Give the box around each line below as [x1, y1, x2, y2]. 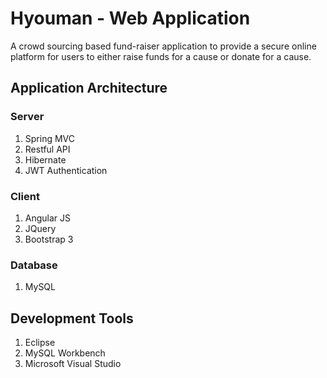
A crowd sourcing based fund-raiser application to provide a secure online [10, 40, 317, 52]
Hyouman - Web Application [10, 7, 251, 30]
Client [10, 189, 40, 203]
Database [10, 258, 58, 272]
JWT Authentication [24, 164, 108, 176]
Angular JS [24, 212, 72, 224]
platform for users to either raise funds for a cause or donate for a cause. [10, 50, 312, 62]
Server [10, 110, 45, 124]
